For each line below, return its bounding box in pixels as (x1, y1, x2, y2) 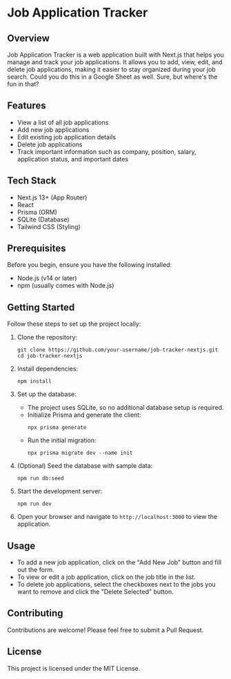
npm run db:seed (17, 475, 64, 482)
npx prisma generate (27, 424, 87, 431)
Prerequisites (7, 243, 66, 255)
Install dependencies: (17, 364, 79, 373)
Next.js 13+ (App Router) (17, 193, 88, 201)
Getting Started (7, 302, 75, 313)
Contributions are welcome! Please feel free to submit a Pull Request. (7, 626, 204, 634)
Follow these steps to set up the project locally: (7, 319, 141, 328)
